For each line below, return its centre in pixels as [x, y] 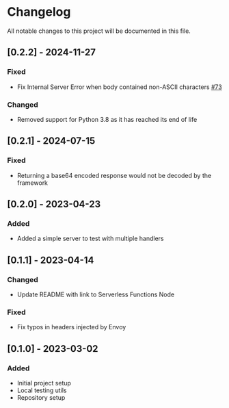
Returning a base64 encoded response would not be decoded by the [114, 175]
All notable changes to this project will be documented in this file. [99, 31]
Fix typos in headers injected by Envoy [71, 327]
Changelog [39, 12]
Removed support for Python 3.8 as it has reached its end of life [107, 119]
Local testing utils [42, 390]
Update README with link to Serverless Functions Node [96, 294]
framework [32, 183]
